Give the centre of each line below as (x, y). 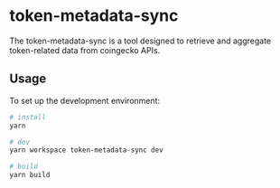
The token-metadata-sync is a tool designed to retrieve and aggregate (140, 41)
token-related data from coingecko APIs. (85, 50)
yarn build (30, 175)
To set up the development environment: (85, 100)
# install (28, 117)
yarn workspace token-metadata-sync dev (87, 150)
